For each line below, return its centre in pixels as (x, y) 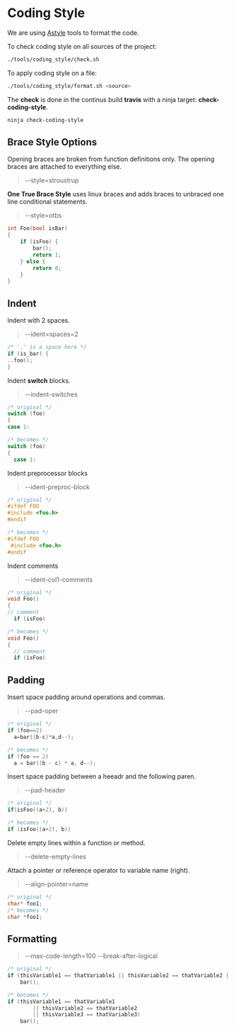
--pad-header (45, 790)
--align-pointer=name (56, 884)
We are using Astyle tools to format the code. (73, 33)
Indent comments (33, 566)
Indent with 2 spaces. (39, 321)
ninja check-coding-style (45, 120)
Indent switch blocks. (39, 380)
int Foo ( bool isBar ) (38, 228)
